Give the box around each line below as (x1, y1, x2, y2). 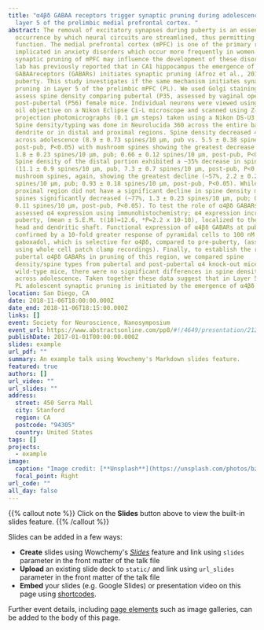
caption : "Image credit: (15, 465, 97, 473)
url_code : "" (8, 479, 51, 488)
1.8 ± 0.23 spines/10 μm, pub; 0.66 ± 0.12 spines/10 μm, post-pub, (15, 150, 244, 158)
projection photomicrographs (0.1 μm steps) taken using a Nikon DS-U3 (15, 114, 255, 122)
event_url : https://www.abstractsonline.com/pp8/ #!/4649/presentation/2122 (8, 326, 262, 334)
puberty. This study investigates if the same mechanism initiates (15, 77, 241, 85)
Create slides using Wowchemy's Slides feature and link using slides (19, 547, 245, 557)
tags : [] (8, 436, 37, 444)
